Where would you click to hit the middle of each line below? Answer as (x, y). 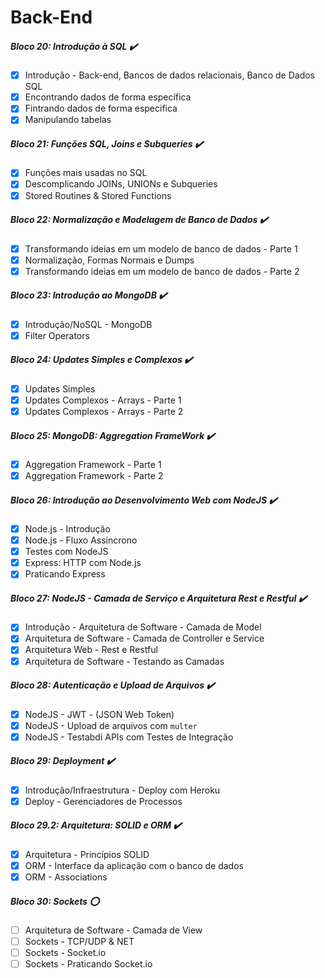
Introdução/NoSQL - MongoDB (88, 324)
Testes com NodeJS (66, 552)
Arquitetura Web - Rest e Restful (91, 650)
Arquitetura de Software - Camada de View (113, 930)
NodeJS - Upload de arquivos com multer (111, 725)
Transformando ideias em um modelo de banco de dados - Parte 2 (162, 271)
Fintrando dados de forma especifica (101, 108)
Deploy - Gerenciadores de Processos (103, 801)
